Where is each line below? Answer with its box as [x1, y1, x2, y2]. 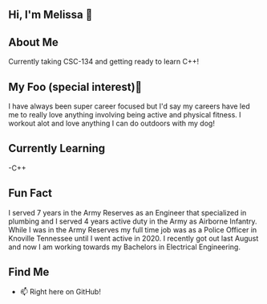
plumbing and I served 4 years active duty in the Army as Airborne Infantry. [8, 216, 257, 226]
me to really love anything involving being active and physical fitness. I [8, 110, 242, 120]
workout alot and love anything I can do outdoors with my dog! [8, 118, 215, 129]
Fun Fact [8, 187, 52, 200]
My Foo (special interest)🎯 [8, 80, 143, 93]
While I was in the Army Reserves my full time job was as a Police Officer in [8, 224, 257, 234]
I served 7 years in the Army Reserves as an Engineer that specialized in [8, 207, 247, 217]
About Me [8, 35, 59, 49]
